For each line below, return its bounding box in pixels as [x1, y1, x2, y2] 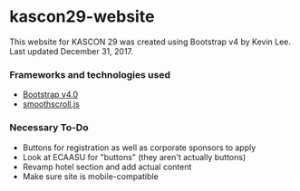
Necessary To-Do [9, 121, 89, 134]
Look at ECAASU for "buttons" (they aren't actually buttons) [22, 151, 247, 162]
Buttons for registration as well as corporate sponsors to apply [22, 142, 256, 153]
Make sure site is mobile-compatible [22, 170, 159, 182]
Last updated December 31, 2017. [9, 45, 134, 56]
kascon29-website [9, 6, 155, 27]
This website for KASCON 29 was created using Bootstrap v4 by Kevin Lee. [9, 36, 292, 47]
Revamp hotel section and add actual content [22, 161, 192, 172]
